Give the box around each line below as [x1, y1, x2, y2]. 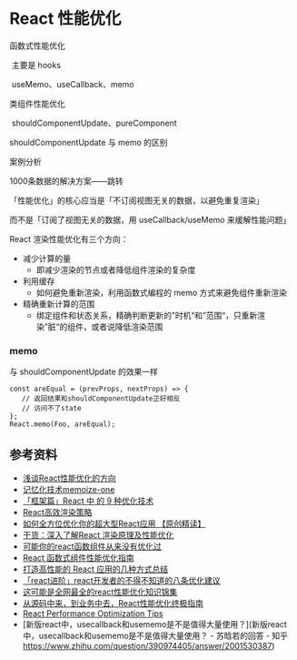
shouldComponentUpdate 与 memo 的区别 [9, 137, 168, 147]
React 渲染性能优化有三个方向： [9, 233, 129, 244]
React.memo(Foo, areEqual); [9, 420, 116, 429]
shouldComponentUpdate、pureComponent [11, 117, 177, 128]
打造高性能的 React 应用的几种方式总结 [22, 564, 169, 574]
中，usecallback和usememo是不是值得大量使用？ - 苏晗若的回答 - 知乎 [22, 630, 289, 642]
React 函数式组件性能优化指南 [22, 553, 134, 564]
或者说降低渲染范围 [90, 320, 163, 332]
